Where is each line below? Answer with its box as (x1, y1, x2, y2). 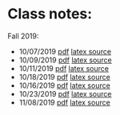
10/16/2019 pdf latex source (18, 81, 111, 90)
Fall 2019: (7, 31, 39, 41)
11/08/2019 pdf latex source (18, 97, 111, 107)
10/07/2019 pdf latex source (18, 46, 112, 56)
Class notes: (7, 5, 93, 23)
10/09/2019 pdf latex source (18, 55, 113, 65)
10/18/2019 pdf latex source (18, 72, 111, 81)
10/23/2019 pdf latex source (18, 89, 112, 98)
